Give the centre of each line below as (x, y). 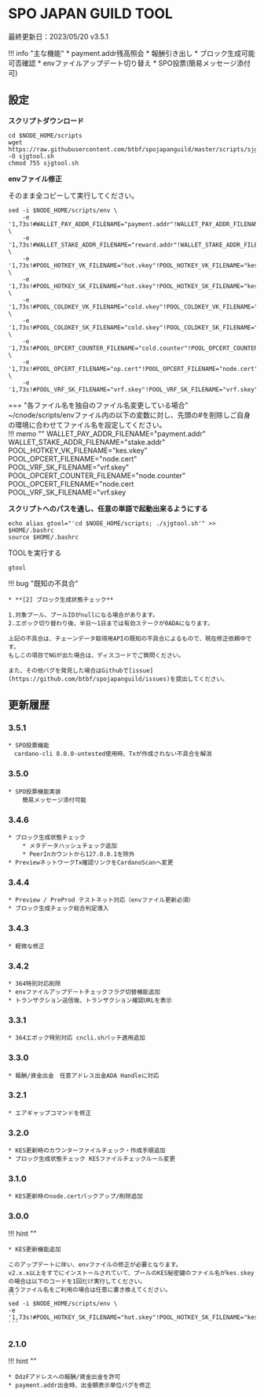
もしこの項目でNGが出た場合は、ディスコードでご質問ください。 (96, 655)
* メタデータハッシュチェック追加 (70, 846)
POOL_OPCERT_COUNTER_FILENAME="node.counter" (97, 475)
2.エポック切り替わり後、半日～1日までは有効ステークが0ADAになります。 (111, 623)
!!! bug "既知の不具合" (43, 583)
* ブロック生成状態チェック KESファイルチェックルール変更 (92, 1159)
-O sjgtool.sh (31, 156)
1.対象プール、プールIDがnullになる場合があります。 (83, 615)
